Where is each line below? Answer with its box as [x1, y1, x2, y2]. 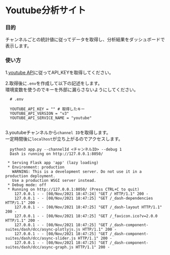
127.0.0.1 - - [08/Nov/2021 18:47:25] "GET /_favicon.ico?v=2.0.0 [14, 213, 158, 218]
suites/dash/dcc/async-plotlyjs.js [5, 227, 81, 232]
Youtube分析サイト [5, 5, 86, 16]
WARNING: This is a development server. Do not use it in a [12, 169, 142, 174]
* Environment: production [7, 165, 65, 170]
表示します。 [5, 43, 32, 49]
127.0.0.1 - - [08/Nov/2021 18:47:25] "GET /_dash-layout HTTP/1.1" [14, 204, 162, 210]
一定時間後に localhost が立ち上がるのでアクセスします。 [5, 136, 123, 142]
